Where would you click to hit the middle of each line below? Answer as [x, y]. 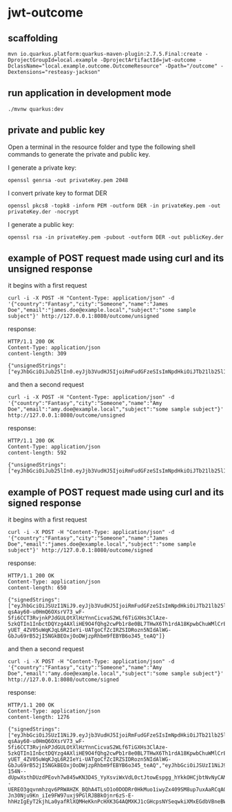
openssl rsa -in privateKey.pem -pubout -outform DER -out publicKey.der [116, 237]
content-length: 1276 [39, 717]
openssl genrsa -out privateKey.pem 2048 [68, 180]
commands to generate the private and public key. [79, 154]
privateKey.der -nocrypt [43, 212]
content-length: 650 [38, 588]
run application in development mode [89, 93]
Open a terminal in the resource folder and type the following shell [102, 147]
